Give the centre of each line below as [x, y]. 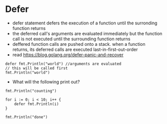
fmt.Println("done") [27, 117]
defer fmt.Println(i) [36, 104]
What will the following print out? [46, 82]
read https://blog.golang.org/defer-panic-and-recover [68, 55]
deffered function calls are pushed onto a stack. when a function [79, 44]
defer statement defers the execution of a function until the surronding [85, 23]
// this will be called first [37, 68]
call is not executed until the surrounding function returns [71, 39]
